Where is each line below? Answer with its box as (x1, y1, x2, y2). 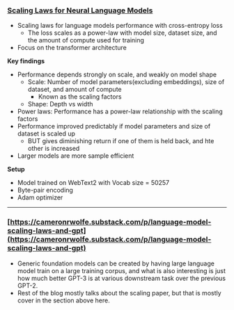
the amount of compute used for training (27, 36, 145, 44)
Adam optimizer (17, 193, 63, 202)
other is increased (27, 145, 80, 153)
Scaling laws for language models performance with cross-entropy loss (17, 22, 223, 30)
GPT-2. (17, 281, 38, 290)
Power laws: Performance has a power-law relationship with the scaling (17, 107, 223, 116)
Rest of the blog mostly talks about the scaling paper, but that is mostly (17, 288, 221, 297)
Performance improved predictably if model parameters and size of (17, 122, 211, 131)
